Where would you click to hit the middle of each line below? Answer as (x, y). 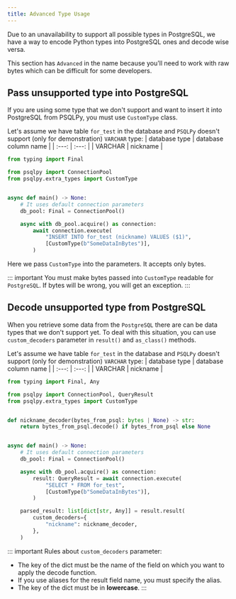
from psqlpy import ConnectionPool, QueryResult (80, 394)
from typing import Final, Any (54, 382)
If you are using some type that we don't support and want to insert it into (115, 110)
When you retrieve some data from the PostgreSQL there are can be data (113, 325)
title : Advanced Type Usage (49, 14)
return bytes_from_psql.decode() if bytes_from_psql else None (116, 427)
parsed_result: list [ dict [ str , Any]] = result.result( (103, 511)
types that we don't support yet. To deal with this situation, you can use (112, 332)
